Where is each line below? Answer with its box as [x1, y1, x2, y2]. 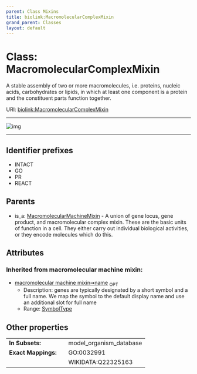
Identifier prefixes [6, 145, 73, 156]
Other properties [6, 322, 69, 332]
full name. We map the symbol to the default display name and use [23, 293, 185, 300]
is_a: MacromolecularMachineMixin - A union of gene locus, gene [14, 212, 174, 219]
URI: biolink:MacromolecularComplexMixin [6, 106, 108, 113]
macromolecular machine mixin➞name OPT [14, 279, 118, 288]
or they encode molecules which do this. [14, 231, 113, 238]
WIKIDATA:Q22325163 [68, 358, 133, 366]
